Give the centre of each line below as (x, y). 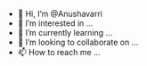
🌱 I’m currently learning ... (65, 33)
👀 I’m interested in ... (55, 23)
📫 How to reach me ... (59, 52)
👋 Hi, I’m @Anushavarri (60, 14)
